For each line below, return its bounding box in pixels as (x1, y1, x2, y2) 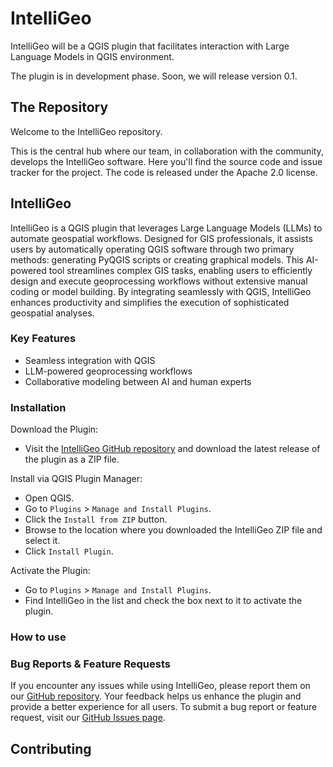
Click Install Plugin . (24, 545, 114, 557)
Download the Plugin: (10, 423, 99, 436)
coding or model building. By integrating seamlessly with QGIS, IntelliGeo (10, 285, 312, 297)
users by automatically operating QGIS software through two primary (10, 243, 295, 255)
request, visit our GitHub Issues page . (10, 712, 166, 724)
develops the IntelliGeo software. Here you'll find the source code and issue (10, 155, 323, 167)
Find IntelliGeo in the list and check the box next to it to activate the (24, 595, 303, 607)
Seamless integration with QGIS (24, 354, 156, 366)
